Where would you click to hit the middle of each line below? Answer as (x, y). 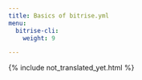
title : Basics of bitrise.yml (59, 16)
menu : (17, 23)
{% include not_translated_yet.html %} (71, 68)
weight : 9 (39, 38)
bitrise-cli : (37, 30)
